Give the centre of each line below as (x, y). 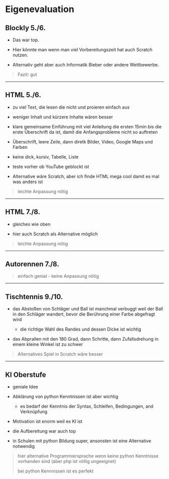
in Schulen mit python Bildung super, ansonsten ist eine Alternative (82, 441)
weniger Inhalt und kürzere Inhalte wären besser (63, 117)
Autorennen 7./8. (32, 264)
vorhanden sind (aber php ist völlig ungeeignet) (67, 461)
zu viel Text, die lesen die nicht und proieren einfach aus (71, 107)
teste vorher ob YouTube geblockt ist (51, 167)
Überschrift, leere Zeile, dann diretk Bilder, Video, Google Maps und (82, 141)
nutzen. (20, 55)
